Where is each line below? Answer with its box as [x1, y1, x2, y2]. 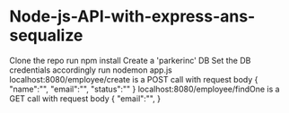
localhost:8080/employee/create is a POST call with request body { [9, 74, 258, 84]
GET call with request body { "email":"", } [9, 92, 162, 104]
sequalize [9, 25, 83, 46]
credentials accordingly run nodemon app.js [9, 65, 172, 75]
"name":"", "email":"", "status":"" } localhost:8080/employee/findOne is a [9, 83, 280, 94]
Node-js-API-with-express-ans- [9, 6, 256, 27]
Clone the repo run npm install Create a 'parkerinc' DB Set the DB [9, 55, 251, 65]
